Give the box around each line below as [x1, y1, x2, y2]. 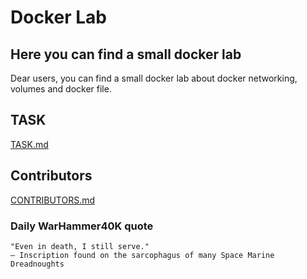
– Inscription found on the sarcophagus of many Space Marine [10, 250, 275, 260]
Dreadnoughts [10, 259, 65, 269]
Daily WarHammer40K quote [10, 219, 154, 233]
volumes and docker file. [10, 83, 112, 95]
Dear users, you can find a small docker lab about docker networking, [10, 72, 298, 84]
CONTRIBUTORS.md [10, 194, 96, 206]
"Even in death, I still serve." [10, 241, 150, 251]
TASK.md [10, 138, 49, 150]
